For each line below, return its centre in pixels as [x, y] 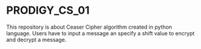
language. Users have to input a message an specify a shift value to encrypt [100, 33]
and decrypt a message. [36, 39]
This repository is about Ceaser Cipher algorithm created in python [89, 27]
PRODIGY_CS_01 [48, 10]
